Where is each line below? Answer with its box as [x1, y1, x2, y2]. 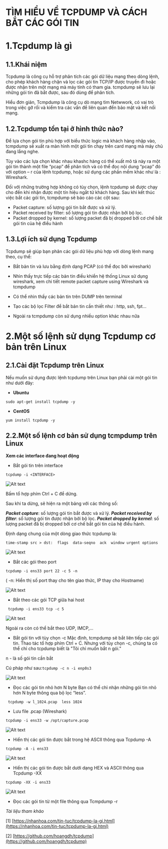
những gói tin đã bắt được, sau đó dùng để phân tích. [5, 89, 115, 95]
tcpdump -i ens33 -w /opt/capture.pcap [5, 718, 89, 723]
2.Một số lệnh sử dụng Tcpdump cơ [5, 331, 156, 342]
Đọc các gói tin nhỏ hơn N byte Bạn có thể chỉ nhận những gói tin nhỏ [12, 684, 157, 690]
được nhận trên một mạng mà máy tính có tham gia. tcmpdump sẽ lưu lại [5, 84, 155, 90]
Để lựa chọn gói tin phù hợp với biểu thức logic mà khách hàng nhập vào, [5, 138, 156, 144]
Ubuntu [12, 389, 29, 395]
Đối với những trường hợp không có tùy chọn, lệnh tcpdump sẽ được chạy [5, 184, 158, 190]
